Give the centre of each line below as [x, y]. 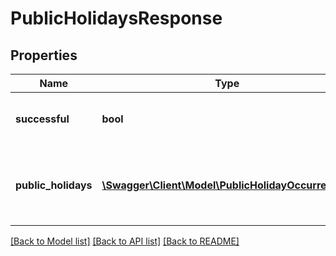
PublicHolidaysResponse [116, 18]
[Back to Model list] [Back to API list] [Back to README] [125, 241]
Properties [44, 55]
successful [42, 119]
